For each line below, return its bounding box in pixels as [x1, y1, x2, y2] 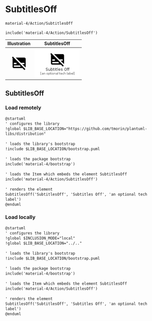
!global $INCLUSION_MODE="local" [5, 236, 75, 241]
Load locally [5, 213, 36, 221]
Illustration [7, 40, 31, 46]
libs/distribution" [5, 131, 46, 136]
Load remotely [5, 104, 42, 111]
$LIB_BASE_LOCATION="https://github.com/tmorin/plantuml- [23, 126, 147, 131]
